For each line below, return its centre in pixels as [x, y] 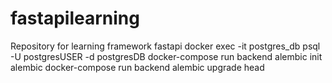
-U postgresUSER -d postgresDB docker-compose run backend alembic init [166, 56]
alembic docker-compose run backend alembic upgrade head [137, 67]
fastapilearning [75, 18]
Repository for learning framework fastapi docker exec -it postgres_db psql [165, 46]
